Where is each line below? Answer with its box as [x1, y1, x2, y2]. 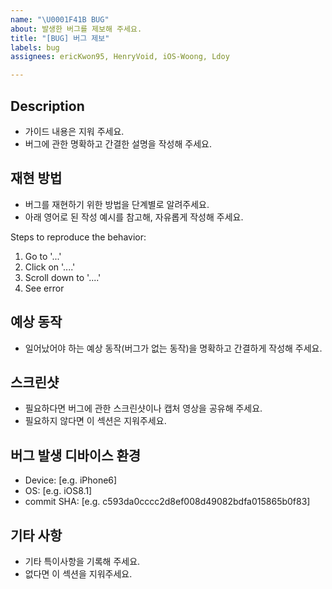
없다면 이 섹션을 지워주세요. [24, 568, 133, 580]
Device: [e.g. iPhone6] [24, 474, 118, 486]
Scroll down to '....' [24, 271, 102, 283]
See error [24, 282, 65, 294]
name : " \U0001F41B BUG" [10, 14, 110, 25]
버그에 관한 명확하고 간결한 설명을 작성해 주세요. [24, 137, 212, 150]
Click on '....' [24, 261, 76, 273]
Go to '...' [24, 250, 62, 262]
